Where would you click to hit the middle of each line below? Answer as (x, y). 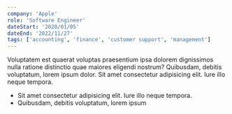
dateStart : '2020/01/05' (43, 27)
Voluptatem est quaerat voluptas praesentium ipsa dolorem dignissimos (110, 59)
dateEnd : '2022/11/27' (40, 33)
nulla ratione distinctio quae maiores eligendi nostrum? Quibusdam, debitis (115, 67)
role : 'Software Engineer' (46, 20)
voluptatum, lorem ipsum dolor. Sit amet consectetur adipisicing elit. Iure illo (116, 75)
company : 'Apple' (32, 14)
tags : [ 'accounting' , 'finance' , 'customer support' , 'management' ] (109, 40)
